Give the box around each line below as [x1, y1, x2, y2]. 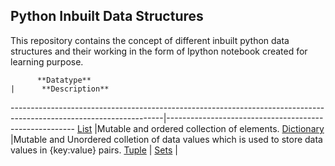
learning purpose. [10, 55, 84, 68]
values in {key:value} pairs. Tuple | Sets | [10, 144, 178, 156]
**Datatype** [36, 75, 92, 85]
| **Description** [10, 84, 110, 94]
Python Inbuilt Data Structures [10, 8, 204, 25]
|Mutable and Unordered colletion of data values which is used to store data [10, 133, 323, 145]
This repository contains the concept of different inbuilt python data [10, 34, 290, 46]
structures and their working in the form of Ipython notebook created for [10, 45, 308, 57]
